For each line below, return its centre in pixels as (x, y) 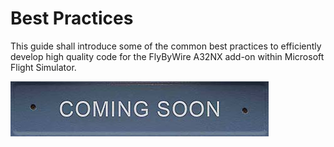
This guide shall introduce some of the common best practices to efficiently (166, 46)
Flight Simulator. (43, 67)
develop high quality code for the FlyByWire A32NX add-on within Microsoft (167, 56)
